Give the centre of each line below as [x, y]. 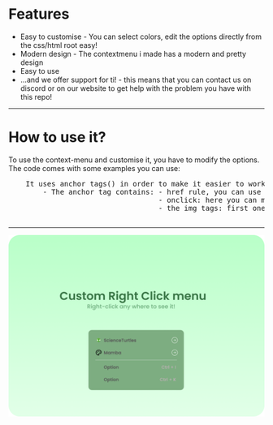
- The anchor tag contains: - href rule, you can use [152, 192]
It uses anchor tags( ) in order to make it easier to [135, 184]
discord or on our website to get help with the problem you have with [136, 88]
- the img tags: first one [212, 208]
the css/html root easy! [58, 45]
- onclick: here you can [208, 200]
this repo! [36, 97]
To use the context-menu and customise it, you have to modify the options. [134, 160]
